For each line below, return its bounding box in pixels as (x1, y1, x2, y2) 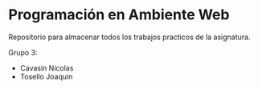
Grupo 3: (8, 47, 38, 57)
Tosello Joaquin (19, 71, 73, 81)
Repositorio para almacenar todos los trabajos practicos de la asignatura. (8, 32, 251, 42)
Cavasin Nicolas (19, 63, 74, 73)
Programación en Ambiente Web (8, 6, 230, 24)
